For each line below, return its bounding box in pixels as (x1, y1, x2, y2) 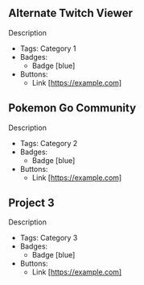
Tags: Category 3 (19, 233, 78, 243)
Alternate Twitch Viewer (8, 6, 133, 20)
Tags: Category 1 (19, 44, 76, 53)
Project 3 (8, 196, 55, 210)
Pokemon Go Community (8, 101, 137, 115)
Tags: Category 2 (19, 138, 78, 148)
